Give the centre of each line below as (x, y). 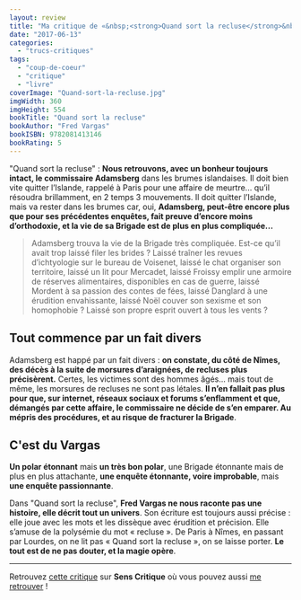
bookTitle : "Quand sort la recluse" (77, 118)
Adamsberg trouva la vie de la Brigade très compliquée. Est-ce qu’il (155, 243)
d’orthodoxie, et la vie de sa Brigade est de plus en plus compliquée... (141, 225)
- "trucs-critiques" (56, 51)
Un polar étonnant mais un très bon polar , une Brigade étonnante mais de (146, 467)
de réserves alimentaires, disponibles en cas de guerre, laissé (145, 281)
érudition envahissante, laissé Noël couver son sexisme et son (146, 300)
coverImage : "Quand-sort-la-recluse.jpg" (88, 93)
